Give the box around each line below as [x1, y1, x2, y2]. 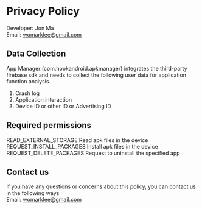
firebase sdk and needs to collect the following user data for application [6, 71, 187, 79]
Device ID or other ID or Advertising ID [15, 102, 111, 110]
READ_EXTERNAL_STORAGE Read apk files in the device [6, 136, 148, 144]
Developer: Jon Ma [6, 24, 54, 32]
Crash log [15, 90, 40, 97]
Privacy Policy [6, 4, 80, 18]
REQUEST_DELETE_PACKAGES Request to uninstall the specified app [6, 149, 181, 157]
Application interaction [15, 96, 72, 103]
